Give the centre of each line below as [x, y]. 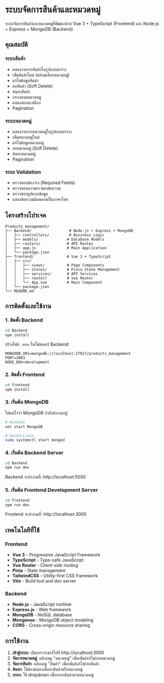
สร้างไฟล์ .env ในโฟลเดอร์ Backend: [37, 344]
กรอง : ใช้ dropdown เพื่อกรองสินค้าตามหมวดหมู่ [53, 675]
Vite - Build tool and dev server [44, 581]
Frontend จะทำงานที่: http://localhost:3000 [46, 514]
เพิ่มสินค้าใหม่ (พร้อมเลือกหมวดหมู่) [41, 75]
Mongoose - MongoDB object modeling [53, 620]
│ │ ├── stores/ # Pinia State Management [63, 270]
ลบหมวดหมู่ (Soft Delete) [35, 148]
